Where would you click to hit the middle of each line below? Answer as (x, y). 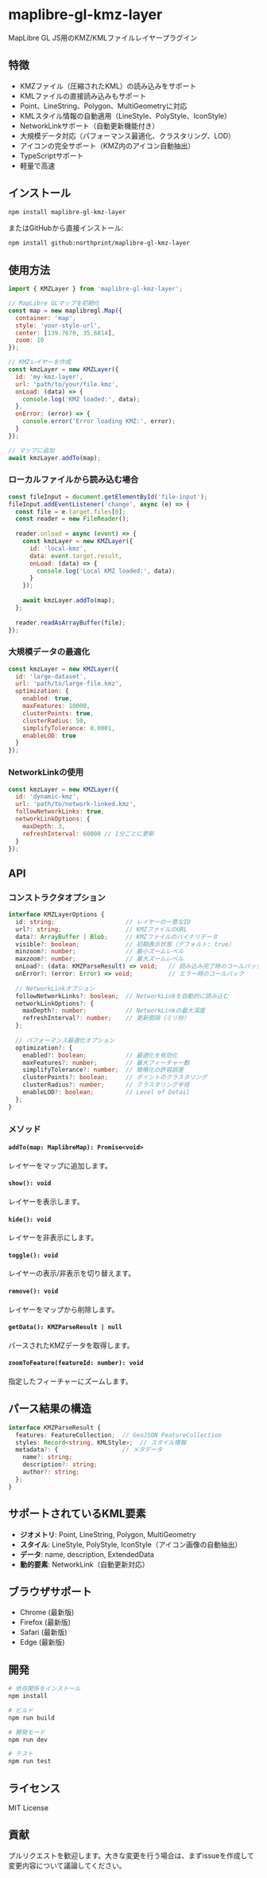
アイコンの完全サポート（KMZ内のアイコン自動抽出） (107, 146)
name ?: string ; (48, 1457)
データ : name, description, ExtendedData (87, 1554)
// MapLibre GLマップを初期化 (54, 303)
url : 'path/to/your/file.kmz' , (67, 384)
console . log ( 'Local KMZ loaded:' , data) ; (106, 571)
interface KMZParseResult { (55, 1427)
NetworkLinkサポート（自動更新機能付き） (89, 126)
